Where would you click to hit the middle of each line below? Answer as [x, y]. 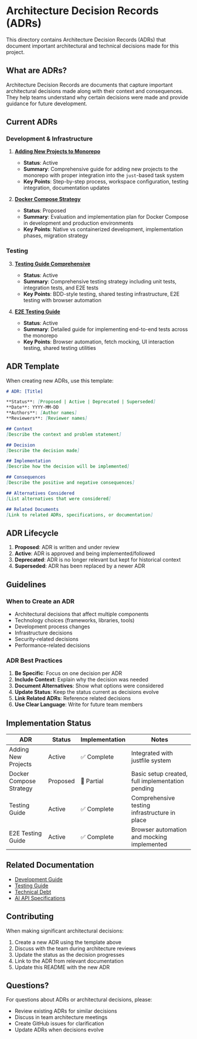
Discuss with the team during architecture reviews [75, 948]
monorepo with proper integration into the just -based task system [104, 175]
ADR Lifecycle [32, 533]
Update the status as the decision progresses [69, 954]
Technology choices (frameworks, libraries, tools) [74, 620]
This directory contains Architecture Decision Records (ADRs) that [86, 39]
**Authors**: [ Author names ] [42, 413]
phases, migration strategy [56, 236]
